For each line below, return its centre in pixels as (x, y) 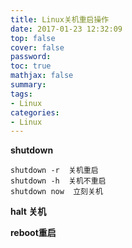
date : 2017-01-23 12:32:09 (66, 29)
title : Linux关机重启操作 (60, 19)
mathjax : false (42, 76)
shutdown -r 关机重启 (54, 171)
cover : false (37, 47)
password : (31, 57)
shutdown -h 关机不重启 (58, 181)
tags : (21, 94)
